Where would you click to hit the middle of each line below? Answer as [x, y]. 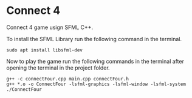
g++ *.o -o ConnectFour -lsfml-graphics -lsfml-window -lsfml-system [96, 84]
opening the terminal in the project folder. [58, 68]
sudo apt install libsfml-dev [45, 50]
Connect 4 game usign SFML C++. [50, 27]
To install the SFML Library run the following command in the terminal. [94, 39]
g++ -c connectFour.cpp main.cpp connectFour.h [68, 79]
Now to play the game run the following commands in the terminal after [95, 61]
